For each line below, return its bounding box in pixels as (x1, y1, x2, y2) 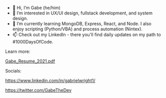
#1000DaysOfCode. (12, 39, 53, 44)
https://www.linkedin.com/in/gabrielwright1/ (5, 77, 95, 83)
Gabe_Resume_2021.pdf (5, 58, 55, 64)
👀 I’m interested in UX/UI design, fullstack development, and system (12, 10, 153, 16)
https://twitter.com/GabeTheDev (5, 87, 71, 93)
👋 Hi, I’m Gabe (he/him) (12, 5, 61, 10)
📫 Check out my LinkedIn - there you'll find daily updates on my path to (12, 31, 161, 37)
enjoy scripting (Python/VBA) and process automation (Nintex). (12, 26, 142, 32)
